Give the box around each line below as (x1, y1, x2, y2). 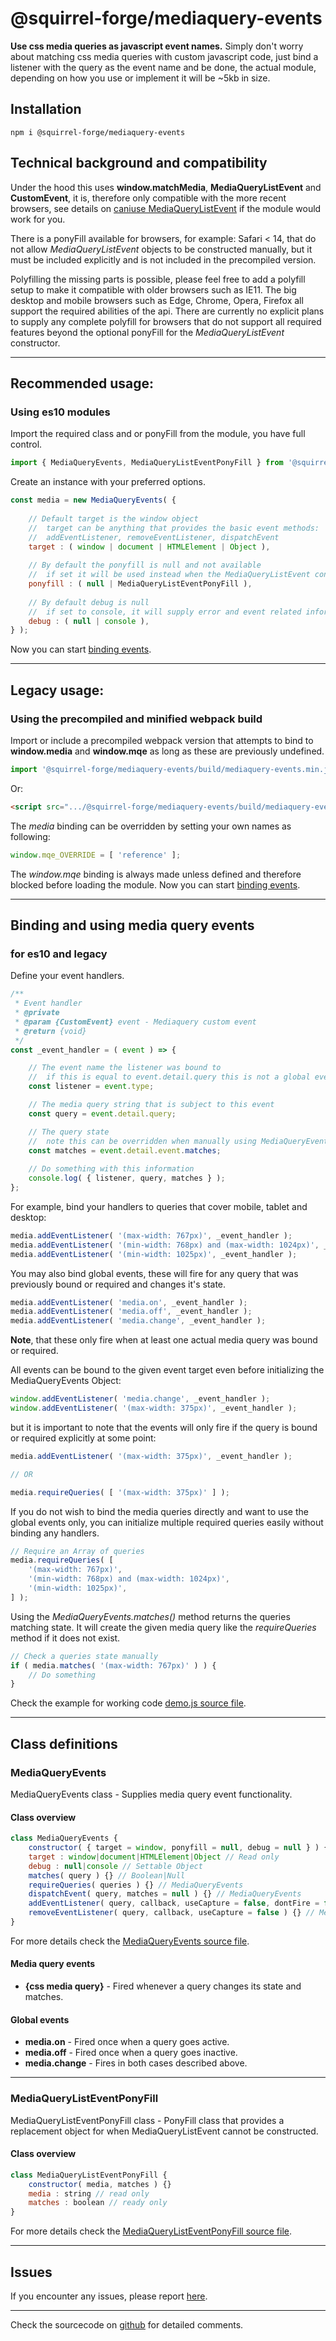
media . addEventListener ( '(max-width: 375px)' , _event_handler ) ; (10, 1451, 293, 1461)
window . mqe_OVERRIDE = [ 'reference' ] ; (10, 850, 182, 860)
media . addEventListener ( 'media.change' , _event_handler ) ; (10, 1316, 267, 1326)
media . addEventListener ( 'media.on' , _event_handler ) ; (10, 1297, 248, 1307)
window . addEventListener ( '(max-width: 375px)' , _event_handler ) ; (10, 1403, 298, 1413)
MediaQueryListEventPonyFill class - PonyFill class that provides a (10, 2114, 285, 2126)
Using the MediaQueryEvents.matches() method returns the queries (10, 1610, 291, 1622)
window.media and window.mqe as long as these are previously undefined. (10, 745, 325, 757)
